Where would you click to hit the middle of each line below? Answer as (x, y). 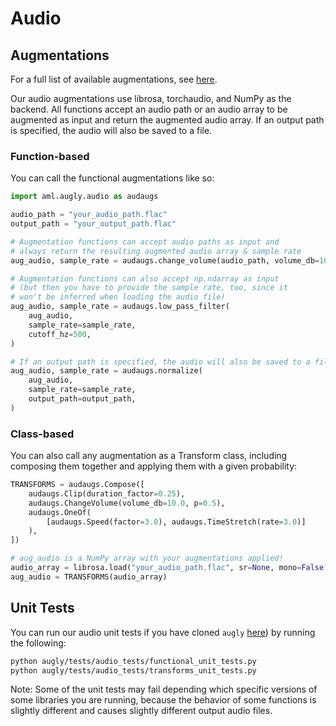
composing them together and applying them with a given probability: (154, 466)
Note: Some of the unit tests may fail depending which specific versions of (164, 689)
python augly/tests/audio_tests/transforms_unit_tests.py (133, 670)
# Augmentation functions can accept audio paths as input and (145, 242)
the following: (38, 643)
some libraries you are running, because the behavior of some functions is (163, 700)
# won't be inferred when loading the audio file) (118, 297)
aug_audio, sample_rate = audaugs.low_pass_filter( (120, 307)
